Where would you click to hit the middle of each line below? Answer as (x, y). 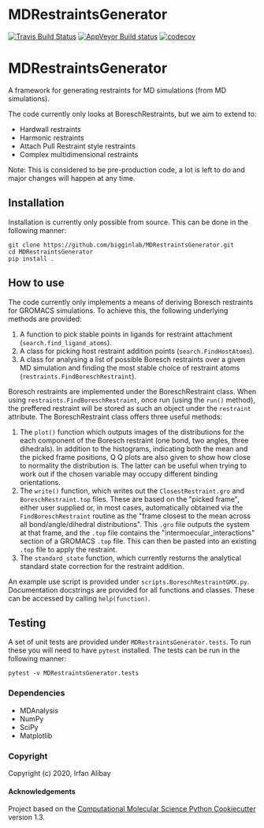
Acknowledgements (42, 791)
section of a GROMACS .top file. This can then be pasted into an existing (138, 541)
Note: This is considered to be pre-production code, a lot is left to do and (127, 169)
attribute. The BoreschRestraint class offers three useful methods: (115, 416)
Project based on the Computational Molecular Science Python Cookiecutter (132, 809)
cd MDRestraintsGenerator (50, 252)
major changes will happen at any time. (72, 178)
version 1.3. (27, 817)
